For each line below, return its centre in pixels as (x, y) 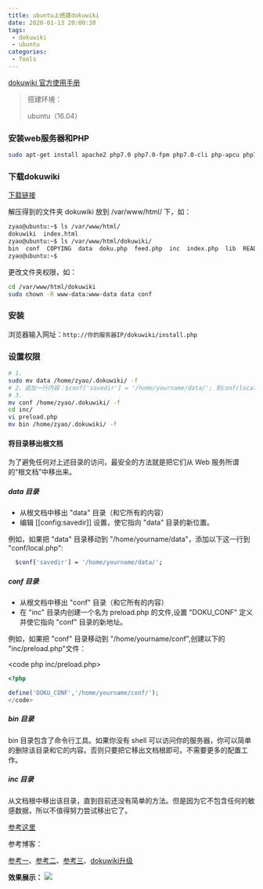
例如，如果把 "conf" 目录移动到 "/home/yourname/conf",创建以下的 (117, 639)
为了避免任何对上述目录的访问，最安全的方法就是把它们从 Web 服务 (117, 462)
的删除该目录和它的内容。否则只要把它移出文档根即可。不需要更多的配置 (124, 750)
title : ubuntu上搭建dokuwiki (54, 15)
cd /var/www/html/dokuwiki (52, 287)
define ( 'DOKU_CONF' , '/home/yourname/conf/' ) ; (83, 693)
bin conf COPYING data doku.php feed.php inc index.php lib (122, 248)
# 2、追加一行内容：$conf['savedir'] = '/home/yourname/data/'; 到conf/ (124, 388)
